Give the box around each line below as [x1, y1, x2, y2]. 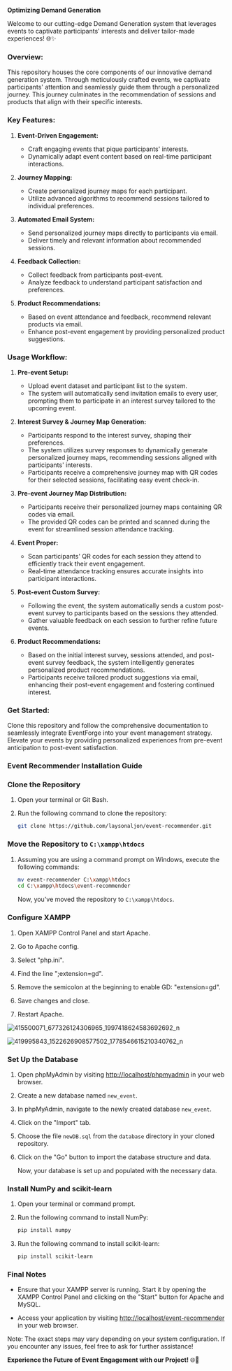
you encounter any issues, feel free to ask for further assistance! [7, 1342, 194, 1351]
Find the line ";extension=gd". [17, 969, 103, 977]
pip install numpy [17, 1227, 71, 1234]
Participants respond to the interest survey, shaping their [27, 431, 192, 439]
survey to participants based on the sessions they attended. [45, 608, 219, 617]
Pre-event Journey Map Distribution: [17, 489, 127, 497]
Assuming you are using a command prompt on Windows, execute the [17, 855, 220, 863]
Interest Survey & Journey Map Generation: [17, 417, 147, 426]
